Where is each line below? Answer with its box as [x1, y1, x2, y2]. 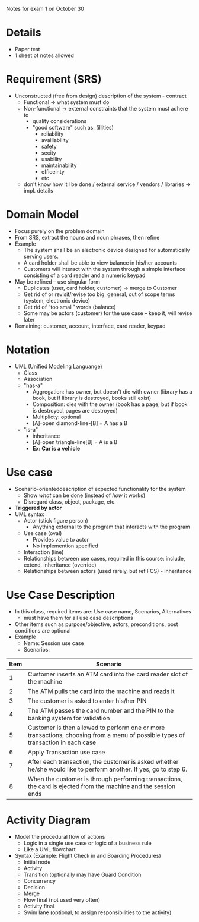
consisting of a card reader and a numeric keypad [23, 272, 146, 279]
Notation [6, 343, 50, 356]
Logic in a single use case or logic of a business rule [23, 839, 152, 847]
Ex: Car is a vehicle [32, 445, 81, 452]
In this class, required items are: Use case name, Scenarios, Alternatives [14, 608, 191, 615]
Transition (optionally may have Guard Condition [23, 871, 142, 878]
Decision [23, 883, 46, 890]
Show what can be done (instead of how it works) [23, 492, 146, 499]
